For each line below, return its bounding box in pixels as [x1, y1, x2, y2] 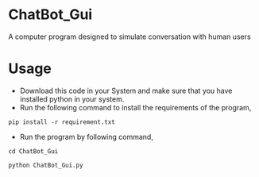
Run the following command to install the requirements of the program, [19, 102, 252, 112]
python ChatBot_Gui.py [8, 161, 83, 169]
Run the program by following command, [19, 132, 153, 141]
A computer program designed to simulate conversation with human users [8, 32, 252, 41]
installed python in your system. [19, 94, 125, 104]
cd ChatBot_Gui [8, 147, 59, 156]
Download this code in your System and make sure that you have [19, 86, 233, 95]
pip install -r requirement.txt [8, 117, 115, 126]
